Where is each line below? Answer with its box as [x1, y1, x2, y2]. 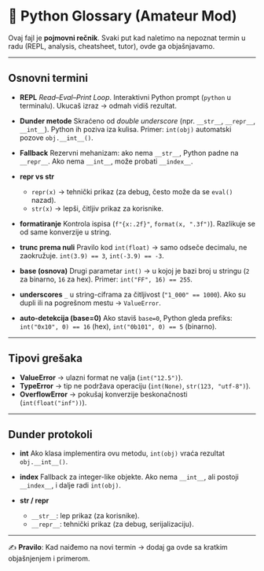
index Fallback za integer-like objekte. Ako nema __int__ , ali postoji [19, 472, 240, 482]
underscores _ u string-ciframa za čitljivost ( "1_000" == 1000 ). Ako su [19, 289, 246, 299]
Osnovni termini [8, 72, 89, 85]
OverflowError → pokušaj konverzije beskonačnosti [19, 389, 188, 399]
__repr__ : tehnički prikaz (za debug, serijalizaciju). [31, 519, 194, 529]
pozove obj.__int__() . [19, 133, 94, 142]
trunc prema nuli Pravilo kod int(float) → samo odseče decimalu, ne [19, 242, 247, 252]
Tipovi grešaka [8, 352, 82, 365]
